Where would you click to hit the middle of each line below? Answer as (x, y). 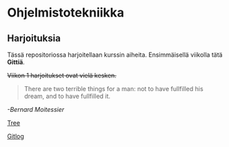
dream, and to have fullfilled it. (67, 96)
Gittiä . (16, 62)
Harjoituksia (34, 38)
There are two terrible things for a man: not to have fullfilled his (113, 89)
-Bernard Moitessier (36, 109)
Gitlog (16, 136)
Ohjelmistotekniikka (66, 13)
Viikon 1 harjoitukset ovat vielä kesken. (62, 75)
